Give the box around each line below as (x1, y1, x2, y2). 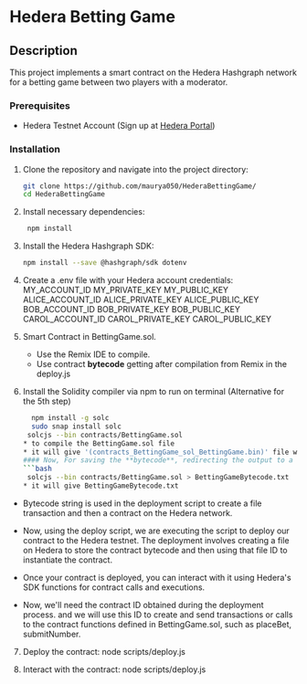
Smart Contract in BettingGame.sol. (22, 331, 157, 342)
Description (9, 43, 78, 58)
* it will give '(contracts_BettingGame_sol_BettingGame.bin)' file (22, 447, 290, 457)
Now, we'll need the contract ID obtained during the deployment (22, 599, 264, 610)
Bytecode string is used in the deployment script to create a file (22, 498, 262, 509)
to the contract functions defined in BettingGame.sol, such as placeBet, (22, 618, 292, 629)
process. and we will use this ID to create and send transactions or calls (22, 609, 293, 620)
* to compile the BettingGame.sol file (22, 438, 175, 448)
